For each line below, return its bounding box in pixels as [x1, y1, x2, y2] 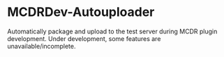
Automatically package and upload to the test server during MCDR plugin [7, 27, 218, 35]
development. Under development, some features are [7, 34, 161, 42]
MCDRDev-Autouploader [7, 4, 155, 20]
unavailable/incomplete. [7, 42, 76, 50]
